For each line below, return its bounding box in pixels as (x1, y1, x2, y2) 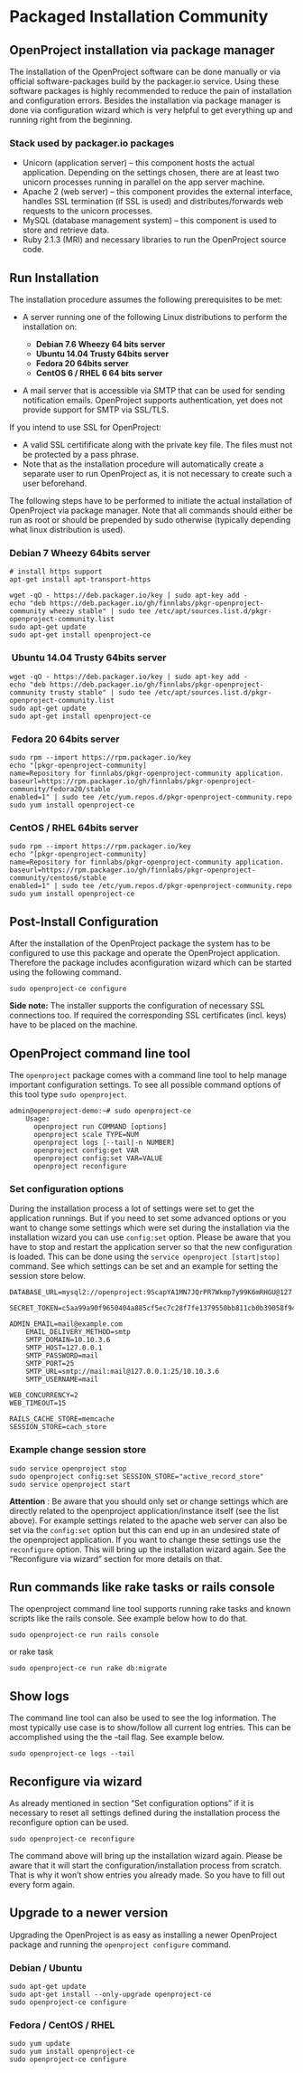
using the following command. (9, 967, 122, 978)
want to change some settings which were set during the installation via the (9, 1223, 290, 1234)
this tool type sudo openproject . (9, 1088, 128, 1100)
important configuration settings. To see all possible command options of (9, 1079, 281, 1090)
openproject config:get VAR (32, 1146, 140, 1155)
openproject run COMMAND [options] (32, 1122, 168, 1131)
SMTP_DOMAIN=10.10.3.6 (25, 1336, 111, 1345)
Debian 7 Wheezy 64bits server (9, 547, 151, 560)
